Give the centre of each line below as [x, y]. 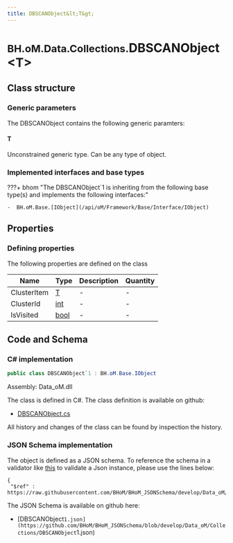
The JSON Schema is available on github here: [74, 505]
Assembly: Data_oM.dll [40, 387]
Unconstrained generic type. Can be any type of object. [87, 154]
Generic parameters [42, 108]
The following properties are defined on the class [77, 264]
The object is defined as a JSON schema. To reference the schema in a [109, 460]
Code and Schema [48, 339]
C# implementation [40, 359]
